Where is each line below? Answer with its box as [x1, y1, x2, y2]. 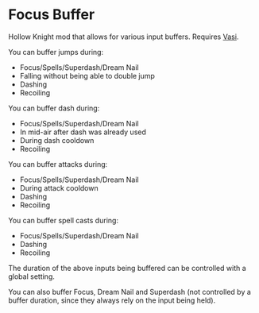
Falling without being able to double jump [19, 71, 155, 80]
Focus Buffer [8, 6, 95, 24]
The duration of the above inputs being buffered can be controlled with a [8, 263, 246, 272]
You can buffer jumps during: [8, 47, 104, 56]
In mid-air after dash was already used [19, 127, 147, 137]
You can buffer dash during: [8, 103, 100, 113]
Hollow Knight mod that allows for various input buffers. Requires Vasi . [8, 32, 239, 41]
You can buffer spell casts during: [8, 215, 119, 225]
